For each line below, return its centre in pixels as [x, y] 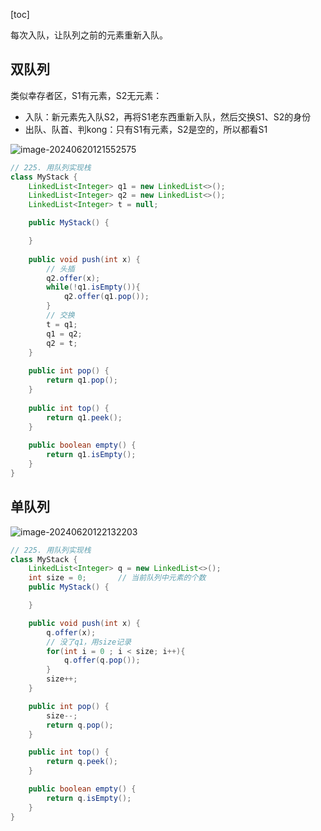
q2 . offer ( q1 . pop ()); [106, 297]
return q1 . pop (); [82, 380]
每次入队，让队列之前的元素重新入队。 [89, 35]
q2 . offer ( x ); [73, 278]
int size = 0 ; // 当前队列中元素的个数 [117, 578]
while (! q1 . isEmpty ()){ [93, 287]
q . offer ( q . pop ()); [102, 660]
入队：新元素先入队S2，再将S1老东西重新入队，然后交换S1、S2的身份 [168, 116]
